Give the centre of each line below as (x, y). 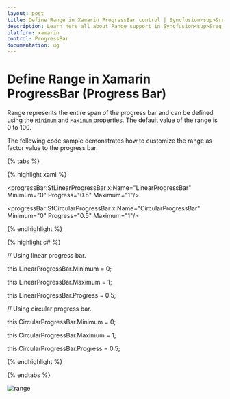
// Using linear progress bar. (47, 255)
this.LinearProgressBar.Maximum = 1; (60, 282)
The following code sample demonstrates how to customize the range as (110, 141)
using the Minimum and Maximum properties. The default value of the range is (112, 120)
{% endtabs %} (29, 375)
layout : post (26, 13)
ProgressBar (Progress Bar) (87, 94)
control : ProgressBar (38, 39)
